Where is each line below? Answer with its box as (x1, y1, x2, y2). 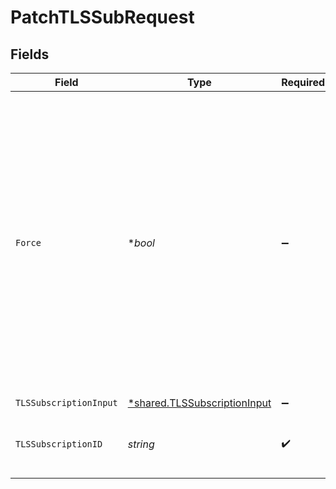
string (127, 437, 155, 451)
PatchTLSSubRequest (10, 6, 195, 29)
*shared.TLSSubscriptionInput (127, 396, 272, 410)
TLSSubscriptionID (15, 439, 103, 450)
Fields (10, 46, 50, 63)
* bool (127, 236, 155, 250)
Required (281, 76, 326, 89)
